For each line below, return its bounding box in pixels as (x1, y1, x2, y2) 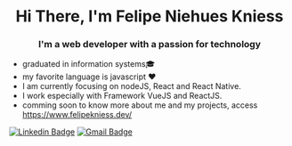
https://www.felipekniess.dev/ (21, 109, 133, 120)
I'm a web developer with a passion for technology (38, 38, 261, 51)
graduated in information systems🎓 (21, 59, 156, 69)
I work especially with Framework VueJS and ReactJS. (21, 91, 223, 101)
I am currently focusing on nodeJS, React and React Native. (21, 81, 242, 92)
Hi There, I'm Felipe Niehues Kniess (15, 6, 284, 27)
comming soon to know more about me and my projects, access (21, 100, 258, 110)
